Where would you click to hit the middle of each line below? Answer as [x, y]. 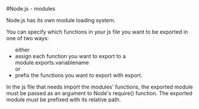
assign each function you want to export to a [70, 56]
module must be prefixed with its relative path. [64, 99]
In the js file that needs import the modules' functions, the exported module [100, 87]
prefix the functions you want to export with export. [79, 75]
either [22, 50]
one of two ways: [28, 38]
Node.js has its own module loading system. [61, 20]
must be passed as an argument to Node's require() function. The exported [99, 93]
